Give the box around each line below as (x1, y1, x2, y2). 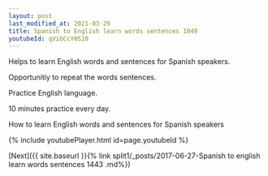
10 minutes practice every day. (8, 104, 111, 114)
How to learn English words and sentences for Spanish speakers (8, 119, 225, 130)
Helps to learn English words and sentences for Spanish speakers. (8, 57, 231, 67)
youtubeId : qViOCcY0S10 (8, 34, 89, 43)
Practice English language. (8, 88, 97, 98)
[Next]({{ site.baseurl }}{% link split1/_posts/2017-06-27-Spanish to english (8, 151, 262, 161)
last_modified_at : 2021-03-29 (8, 19, 111, 28)
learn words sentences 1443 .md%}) (8, 160, 132, 170)
